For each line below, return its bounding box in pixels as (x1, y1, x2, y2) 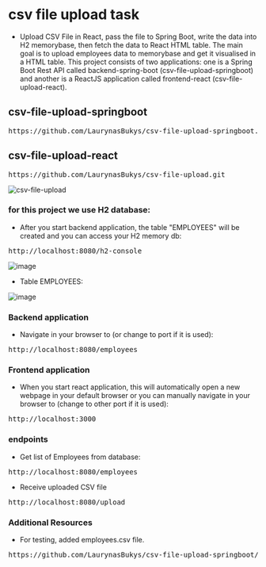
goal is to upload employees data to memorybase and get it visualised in (19, 48, 256, 58)
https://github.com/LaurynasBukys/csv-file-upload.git (8, 170, 226, 179)
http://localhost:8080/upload (8, 497, 126, 507)
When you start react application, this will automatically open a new (19, 382, 241, 392)
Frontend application (8, 365, 90, 376)
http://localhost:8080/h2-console (8, 246, 142, 255)
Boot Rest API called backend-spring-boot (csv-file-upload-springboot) (19, 65, 254, 75)
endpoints (8, 434, 49, 445)
